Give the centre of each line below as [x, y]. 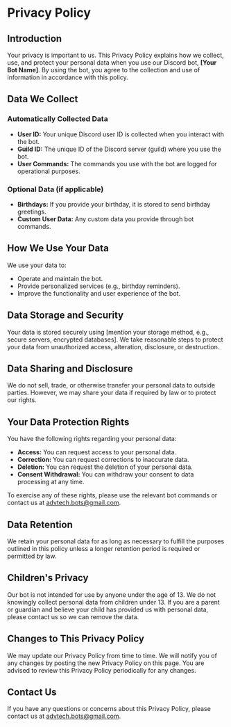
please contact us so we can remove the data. [73, 616]
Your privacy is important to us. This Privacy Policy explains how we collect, [115, 55]
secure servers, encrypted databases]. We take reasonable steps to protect [115, 339]
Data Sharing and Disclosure [70, 369]
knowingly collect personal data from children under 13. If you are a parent [113, 602]
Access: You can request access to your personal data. [97, 452]
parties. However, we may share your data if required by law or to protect [112, 393]
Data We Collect [43, 99]
